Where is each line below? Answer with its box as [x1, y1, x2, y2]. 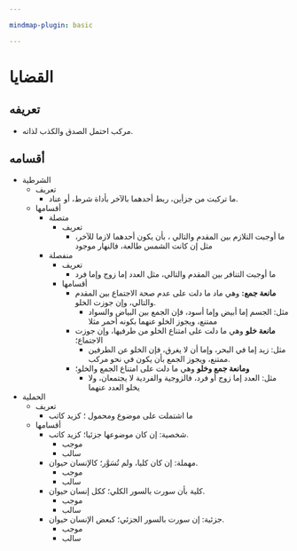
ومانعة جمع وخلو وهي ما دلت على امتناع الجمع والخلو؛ [74, 363, 250, 374]
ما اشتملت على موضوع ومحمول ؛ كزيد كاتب [48, 410, 193, 421]
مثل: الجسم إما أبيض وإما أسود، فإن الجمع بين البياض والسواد [88, 307, 289, 318]
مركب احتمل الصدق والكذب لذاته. [21, 125, 134, 136]
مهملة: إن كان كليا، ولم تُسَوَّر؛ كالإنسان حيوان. [48, 458, 199, 468]
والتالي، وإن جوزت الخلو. [74, 297, 157, 308]
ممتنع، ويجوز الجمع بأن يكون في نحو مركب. [88, 354, 231, 365]
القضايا [9, 67, 54, 87]
